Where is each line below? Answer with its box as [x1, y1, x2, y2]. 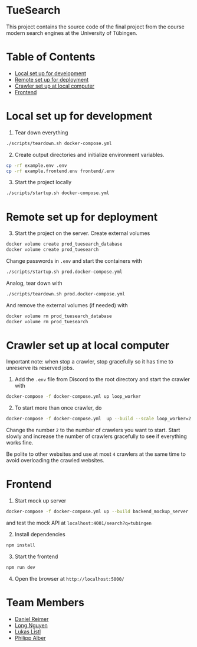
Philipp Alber [14, 634, 46, 641]
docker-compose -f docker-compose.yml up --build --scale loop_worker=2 [6, 416, 192, 422]
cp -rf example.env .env [6, 162, 67, 169]
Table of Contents [6, 50, 96, 64]
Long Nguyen [14, 622, 48, 629]
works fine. [6, 439, 34, 446]
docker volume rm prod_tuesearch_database [6, 313, 112, 319]
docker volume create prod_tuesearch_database [6, 241, 123, 247]
